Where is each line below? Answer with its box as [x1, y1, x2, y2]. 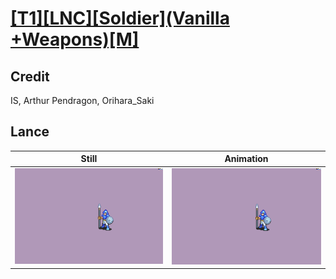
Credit [10, 68, 50, 85]
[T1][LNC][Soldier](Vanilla [10, 7, 230, 30]
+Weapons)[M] [10, 28, 140, 51]
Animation [224, 153, 269, 165]
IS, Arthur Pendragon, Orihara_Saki [10, 95, 155, 106]
